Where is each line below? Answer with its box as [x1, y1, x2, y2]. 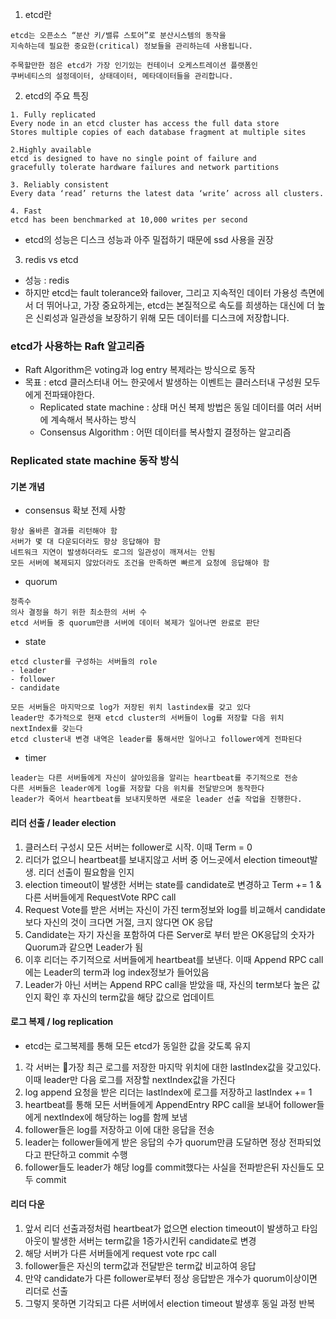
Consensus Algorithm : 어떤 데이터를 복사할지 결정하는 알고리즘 [39, 426, 292, 438]
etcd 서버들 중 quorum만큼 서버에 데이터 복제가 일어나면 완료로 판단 [10, 618, 260, 628]
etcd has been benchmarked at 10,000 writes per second [10, 215, 248, 225]
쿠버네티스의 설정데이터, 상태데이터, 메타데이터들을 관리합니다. [10, 71, 234, 81]
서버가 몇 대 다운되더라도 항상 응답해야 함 [10, 537, 161, 547]
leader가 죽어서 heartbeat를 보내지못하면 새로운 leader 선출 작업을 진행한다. [10, 794, 303, 805]
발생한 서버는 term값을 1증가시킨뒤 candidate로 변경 [51, 1235, 257, 1247]
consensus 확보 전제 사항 [24, 504, 127, 517]
